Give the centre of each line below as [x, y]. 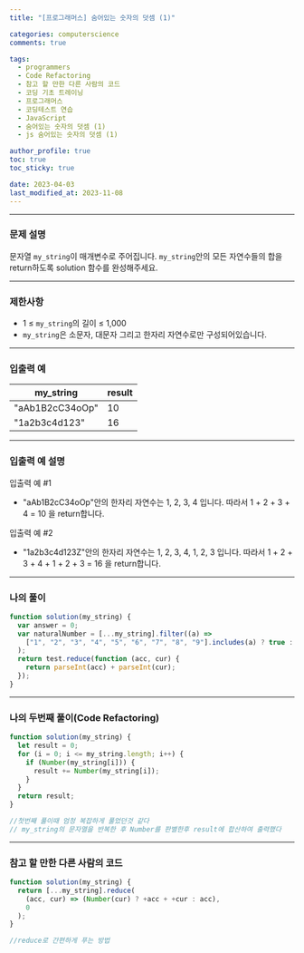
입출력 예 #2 [31, 532]
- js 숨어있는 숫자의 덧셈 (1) [68, 135]
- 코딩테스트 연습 [46, 110]
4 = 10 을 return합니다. [63, 513]
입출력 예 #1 [30, 482]
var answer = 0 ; [48, 625]
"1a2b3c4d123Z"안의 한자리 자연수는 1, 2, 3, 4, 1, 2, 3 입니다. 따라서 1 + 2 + [157, 552]
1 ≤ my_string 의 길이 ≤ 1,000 [74, 324]
